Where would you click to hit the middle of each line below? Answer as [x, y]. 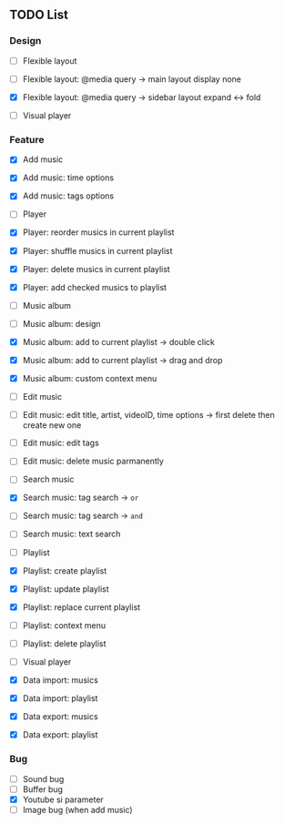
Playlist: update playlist [66, 589]
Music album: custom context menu [90, 378]
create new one [52, 425]
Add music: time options [68, 178]
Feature [27, 139]
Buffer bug [43, 789]
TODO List [39, 15]
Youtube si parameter [63, 799]
